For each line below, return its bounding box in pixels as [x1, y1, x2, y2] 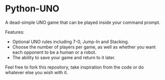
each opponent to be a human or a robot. [12, 49, 97, 55]
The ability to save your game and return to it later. [12, 54, 115, 60]
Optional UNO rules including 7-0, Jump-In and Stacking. [12, 38, 129, 45]
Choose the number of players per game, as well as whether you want [12, 44, 156, 50]
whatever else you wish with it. [5, 69, 68, 75]
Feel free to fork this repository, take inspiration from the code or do [5, 64, 144, 70]
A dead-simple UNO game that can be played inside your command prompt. [5, 19, 161, 25]
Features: [5, 29, 25, 35]
